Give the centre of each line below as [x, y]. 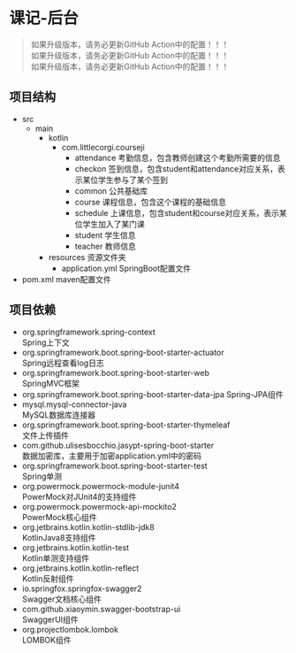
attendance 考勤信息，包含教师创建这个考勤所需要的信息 [178, 157]
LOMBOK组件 [46, 640]
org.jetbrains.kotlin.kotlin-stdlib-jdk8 [88, 526]
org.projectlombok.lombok [70, 629]
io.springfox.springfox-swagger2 [82, 588]
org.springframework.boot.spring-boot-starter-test [114, 465]
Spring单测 [42, 476]
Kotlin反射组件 [48, 578]
